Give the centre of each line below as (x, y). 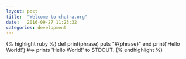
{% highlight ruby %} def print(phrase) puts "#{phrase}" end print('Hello (93, 44)
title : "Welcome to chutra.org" (47, 17)
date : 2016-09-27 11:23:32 (42, 22)
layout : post (22, 11)
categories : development (36, 27)
